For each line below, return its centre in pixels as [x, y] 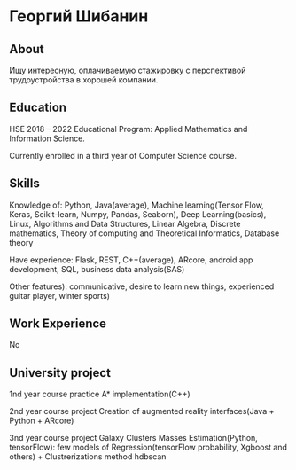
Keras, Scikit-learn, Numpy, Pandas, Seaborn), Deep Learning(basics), [138, 214]
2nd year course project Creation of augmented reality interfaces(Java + [142, 411]
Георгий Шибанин [79, 16]
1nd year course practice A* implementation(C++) [100, 394]
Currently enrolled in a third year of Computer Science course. [123, 155]
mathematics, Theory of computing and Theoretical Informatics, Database [144, 233]
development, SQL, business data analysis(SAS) [97, 269]
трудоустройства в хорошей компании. [84, 80]
